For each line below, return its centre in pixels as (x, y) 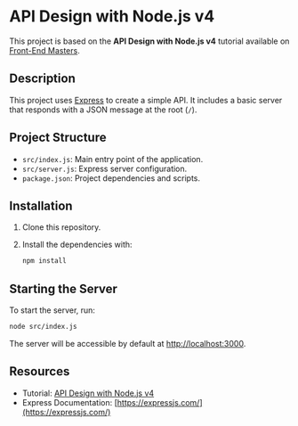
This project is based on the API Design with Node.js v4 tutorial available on (149, 41)
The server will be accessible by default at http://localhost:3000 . (128, 343)
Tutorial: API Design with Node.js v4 (88, 393)
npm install (44, 261)
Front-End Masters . (44, 50)
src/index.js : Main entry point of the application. (113, 159)
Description (42, 79)
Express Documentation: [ (70, 402)
